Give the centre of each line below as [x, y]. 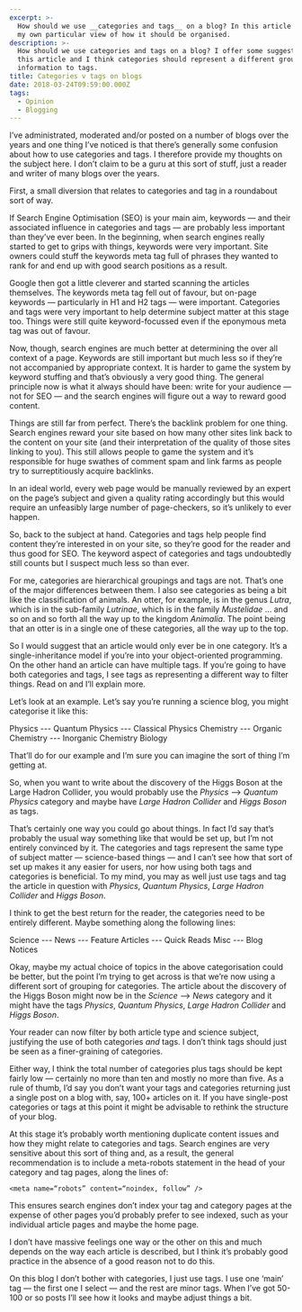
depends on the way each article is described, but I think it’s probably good [149, 1252]
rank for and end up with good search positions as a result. [118, 265]
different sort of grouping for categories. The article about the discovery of [148, 986]
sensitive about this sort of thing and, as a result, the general [122, 1154]
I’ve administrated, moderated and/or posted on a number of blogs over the [149, 135]
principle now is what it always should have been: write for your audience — [151, 387]
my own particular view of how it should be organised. [124, 34]
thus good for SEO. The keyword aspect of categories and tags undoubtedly [151, 553]
